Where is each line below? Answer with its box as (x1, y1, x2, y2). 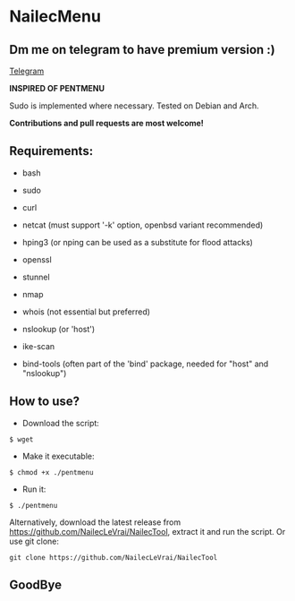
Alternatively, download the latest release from (9, 517, 181, 528)
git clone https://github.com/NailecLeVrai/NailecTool (9, 553, 218, 562)
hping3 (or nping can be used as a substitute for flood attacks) (21, 236, 253, 247)
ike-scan (21, 340, 55, 351)
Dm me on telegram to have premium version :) (9, 42, 275, 57)
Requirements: (9, 143, 94, 159)
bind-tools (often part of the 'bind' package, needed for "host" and (21, 358, 269, 369)
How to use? (9, 394, 80, 409)
